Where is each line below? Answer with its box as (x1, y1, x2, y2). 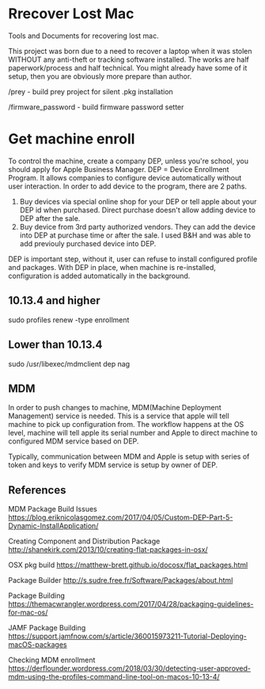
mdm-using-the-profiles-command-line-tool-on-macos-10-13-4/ (8, 672, 220, 682)
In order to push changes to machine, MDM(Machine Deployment (8, 403, 221, 413)
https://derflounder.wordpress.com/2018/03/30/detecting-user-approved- (8, 664, 252, 673)
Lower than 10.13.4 (8, 338, 103, 352)
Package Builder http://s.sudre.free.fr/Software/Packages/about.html (8, 576, 233, 585)
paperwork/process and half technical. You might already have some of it (8, 63, 248, 72)
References (8, 483, 66, 497)
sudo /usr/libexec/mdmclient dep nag (8, 359, 131, 368)
